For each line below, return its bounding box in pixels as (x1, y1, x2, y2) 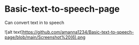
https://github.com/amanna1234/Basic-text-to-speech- (23, 29, 134, 35)
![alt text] (4, 29, 23, 35)
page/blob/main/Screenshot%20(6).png (4, 34, 86, 40)
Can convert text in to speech (4, 20, 65, 25)
